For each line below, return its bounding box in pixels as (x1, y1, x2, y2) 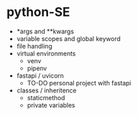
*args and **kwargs (16, 27, 75, 35)
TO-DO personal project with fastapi (26, 78, 132, 87)
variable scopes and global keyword (16, 34, 121, 42)
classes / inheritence (16, 86, 77, 94)
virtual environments (16, 49, 76, 58)
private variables (26, 101, 76, 109)
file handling (16, 42, 53, 50)
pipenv (26, 64, 47, 72)
